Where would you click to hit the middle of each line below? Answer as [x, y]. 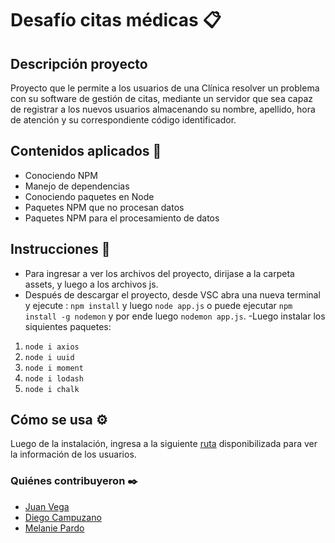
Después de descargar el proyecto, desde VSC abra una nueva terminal [172, 294]
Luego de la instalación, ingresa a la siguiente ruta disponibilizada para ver [164, 444]
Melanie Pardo [54, 528]
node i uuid [49, 357]
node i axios [52, 347]
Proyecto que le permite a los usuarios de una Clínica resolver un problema [165, 88]
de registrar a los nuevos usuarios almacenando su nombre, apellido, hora [163, 109]
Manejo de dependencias [77, 186]
